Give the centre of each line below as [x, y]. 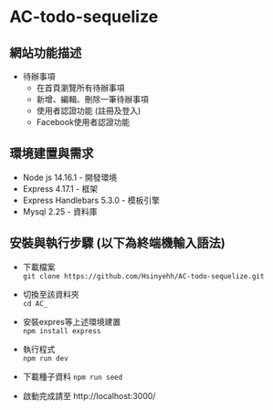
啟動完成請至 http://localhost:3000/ [89, 395]
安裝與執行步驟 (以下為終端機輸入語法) [117, 243]
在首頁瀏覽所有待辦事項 [80, 88]
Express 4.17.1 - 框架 [60, 188]
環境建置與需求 [52, 154]
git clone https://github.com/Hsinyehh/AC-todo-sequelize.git [143, 276]
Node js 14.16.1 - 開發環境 [69, 177]
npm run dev [45, 358]
